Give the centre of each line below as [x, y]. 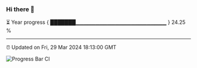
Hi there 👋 [21, 9]
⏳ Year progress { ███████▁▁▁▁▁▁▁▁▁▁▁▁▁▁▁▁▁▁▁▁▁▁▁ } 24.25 [96, 22]
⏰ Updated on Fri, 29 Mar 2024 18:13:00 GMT [61, 47]
